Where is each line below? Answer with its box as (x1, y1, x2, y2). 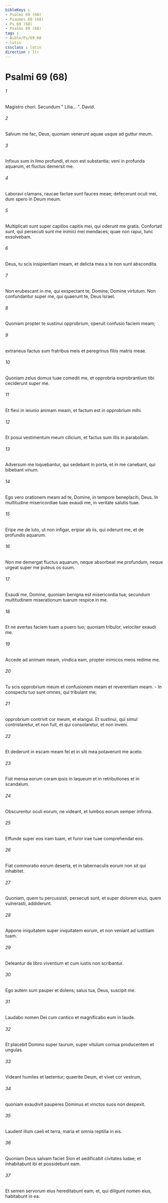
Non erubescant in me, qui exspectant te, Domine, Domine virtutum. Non (5, 288, 156, 294)
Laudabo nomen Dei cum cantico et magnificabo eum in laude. (5, 1014, 135, 1020)
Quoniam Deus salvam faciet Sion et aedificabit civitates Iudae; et (5, 1156, 141, 1161)
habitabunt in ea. (5, 1193, 40, 1199)
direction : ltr (5, 49, 39, 54)
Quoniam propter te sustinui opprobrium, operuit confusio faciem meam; (5, 320, 156, 326)
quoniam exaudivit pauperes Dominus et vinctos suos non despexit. (5, 1101, 146, 1107)
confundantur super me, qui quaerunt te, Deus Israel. (5, 293, 115, 300)
